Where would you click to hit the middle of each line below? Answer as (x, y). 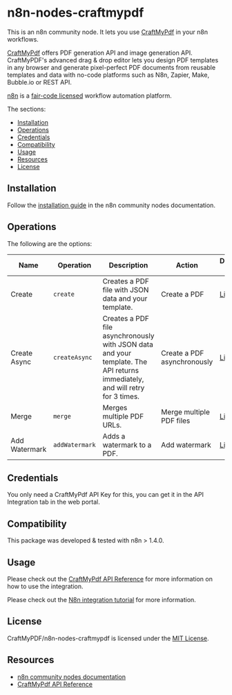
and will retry (124, 387)
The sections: (27, 109)
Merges (115, 407)
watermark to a (127, 445)
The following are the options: (50, 243)
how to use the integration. (45, 586)
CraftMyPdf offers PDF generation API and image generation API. (100, 53)
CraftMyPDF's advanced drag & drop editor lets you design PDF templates (113, 60)
